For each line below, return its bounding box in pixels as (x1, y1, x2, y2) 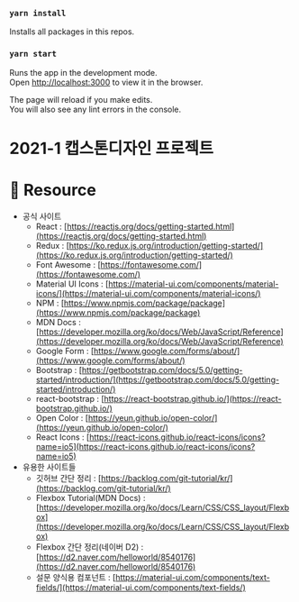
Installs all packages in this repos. (9, 26, 135, 37)
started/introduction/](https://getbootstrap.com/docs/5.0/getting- (35, 374, 280, 385)
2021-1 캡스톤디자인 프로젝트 (9, 138, 214, 159)
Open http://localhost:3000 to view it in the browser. (9, 77, 204, 87)
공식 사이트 (22, 211, 62, 222)
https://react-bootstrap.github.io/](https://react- (104, 393, 282, 404)
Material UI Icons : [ (35, 278, 109, 289)
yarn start (9, 49, 57, 59)
